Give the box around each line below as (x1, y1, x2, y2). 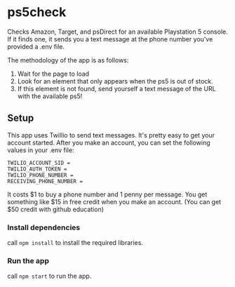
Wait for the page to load (17, 69, 90, 78)
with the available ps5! (17, 92, 83, 100)
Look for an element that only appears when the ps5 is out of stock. (17, 76, 214, 85)
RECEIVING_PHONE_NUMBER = (7, 178, 83, 185)
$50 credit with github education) (7, 205, 104, 213)
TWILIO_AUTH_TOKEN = (7, 166, 68, 173)
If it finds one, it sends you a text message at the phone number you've (7, 34, 213, 43)
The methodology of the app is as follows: (7, 55, 129, 64)
